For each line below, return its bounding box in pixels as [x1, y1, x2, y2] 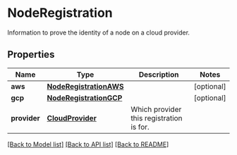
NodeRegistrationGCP [47, 93, 123, 103]
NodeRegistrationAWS [47, 81, 124, 91]
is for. [130, 122, 150, 132]
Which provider [130, 104, 182, 114]
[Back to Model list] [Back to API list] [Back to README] [7, 139, 169, 149]
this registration [130, 113, 183, 123]
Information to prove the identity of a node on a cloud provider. [7, 28, 190, 37]
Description [138, 69, 179, 79]
